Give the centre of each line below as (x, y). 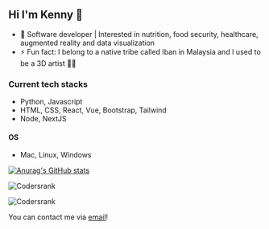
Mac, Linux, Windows (56, 155)
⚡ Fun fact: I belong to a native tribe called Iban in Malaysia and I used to (141, 51)
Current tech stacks (48, 84)
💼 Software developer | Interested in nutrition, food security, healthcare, (139, 34)
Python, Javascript (51, 102)
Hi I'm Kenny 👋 (46, 15)
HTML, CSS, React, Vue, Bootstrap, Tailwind (93, 110)
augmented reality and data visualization (87, 43)
